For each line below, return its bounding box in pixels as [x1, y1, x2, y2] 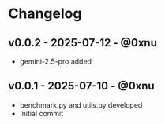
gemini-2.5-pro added [19, 57, 92, 66]
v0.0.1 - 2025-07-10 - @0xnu [8, 79, 156, 93]
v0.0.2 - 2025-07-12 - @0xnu [8, 36, 158, 49]
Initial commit [19, 108, 64, 118]
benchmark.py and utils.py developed [19, 100, 143, 110]
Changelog [8, 5, 82, 23]
